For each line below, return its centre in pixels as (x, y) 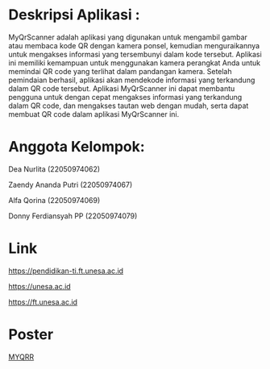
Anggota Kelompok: (77, 147)
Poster (31, 334)
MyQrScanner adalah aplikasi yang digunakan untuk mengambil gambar (128, 37)
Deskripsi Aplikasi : (74, 15)
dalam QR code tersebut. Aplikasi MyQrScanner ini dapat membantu (122, 88)
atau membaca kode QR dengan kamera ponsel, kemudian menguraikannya (134, 45)
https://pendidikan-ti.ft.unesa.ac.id (66, 271)
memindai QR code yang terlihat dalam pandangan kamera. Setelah (120, 71)
